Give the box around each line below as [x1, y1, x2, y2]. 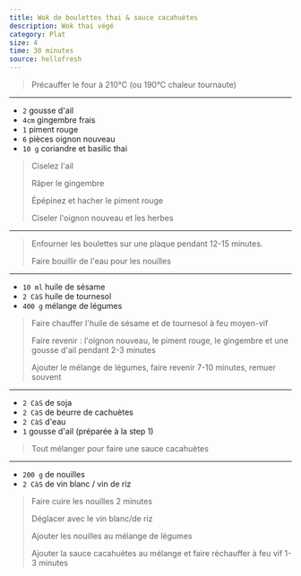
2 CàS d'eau [21, 417, 66, 426]
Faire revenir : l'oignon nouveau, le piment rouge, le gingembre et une [30, 335, 289, 346]
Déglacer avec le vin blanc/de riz [30, 513, 153, 524]
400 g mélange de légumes [21, 301, 123, 311]
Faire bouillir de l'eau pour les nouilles [30, 256, 172, 266]
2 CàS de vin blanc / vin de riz [21, 478, 132, 489]
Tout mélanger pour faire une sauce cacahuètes [30, 443, 209, 453]
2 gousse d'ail [21, 105, 74, 116]
